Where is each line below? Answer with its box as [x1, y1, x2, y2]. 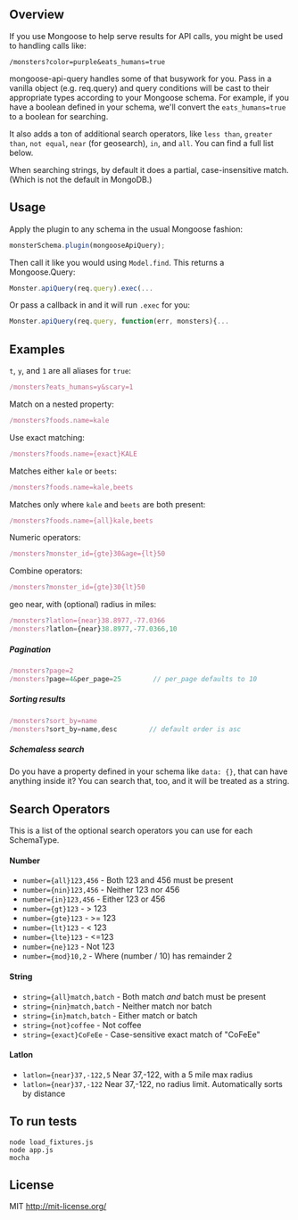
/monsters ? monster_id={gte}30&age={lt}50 [9, 549, 166, 558]
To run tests [9, 1114, 78, 1129]
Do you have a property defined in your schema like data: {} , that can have [9, 766, 288, 777]
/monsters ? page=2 [9, 666, 74, 675]
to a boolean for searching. [9, 111, 109, 121]
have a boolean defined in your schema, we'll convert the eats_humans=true [9, 102, 286, 112]
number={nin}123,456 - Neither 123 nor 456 [21, 885, 180, 895]
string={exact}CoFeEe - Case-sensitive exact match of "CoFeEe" [21, 1029, 261, 1040]
